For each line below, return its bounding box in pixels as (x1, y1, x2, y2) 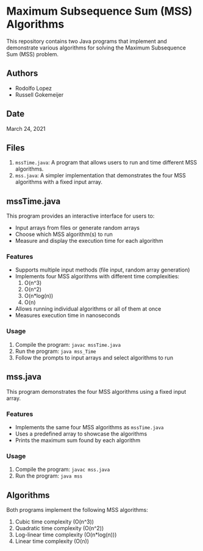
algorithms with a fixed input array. (15, 179, 102, 186)
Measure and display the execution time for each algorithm (15, 237, 163, 245)
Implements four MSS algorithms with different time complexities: (15, 273, 180, 280)
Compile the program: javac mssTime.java (15, 341, 121, 348)
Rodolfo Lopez (15, 84, 52, 92)
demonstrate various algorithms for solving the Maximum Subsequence (6, 44, 186, 51)
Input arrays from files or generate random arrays (15, 224, 140, 232)
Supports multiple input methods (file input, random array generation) (15, 266, 190, 273)
